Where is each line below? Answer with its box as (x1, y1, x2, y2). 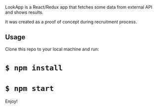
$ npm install (5, 63, 63, 73)
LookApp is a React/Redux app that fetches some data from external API (5, 4, 153, 10)
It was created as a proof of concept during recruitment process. (5, 19, 137, 25)
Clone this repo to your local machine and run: (5, 46, 100, 52)
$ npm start (5, 84, 54, 93)
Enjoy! (5, 98, 18, 104)
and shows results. (5, 9, 43, 15)
